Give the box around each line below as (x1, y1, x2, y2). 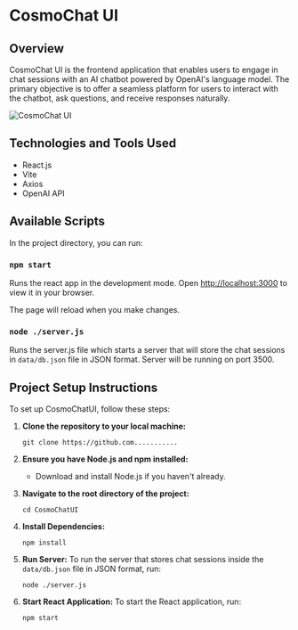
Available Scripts (9, 214, 105, 229)
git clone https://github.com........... (21, 438, 178, 447)
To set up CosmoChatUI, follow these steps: (9, 404, 171, 414)
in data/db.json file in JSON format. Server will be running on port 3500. (9, 354, 275, 365)
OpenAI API (21, 188, 65, 199)
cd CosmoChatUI (21, 505, 79, 515)
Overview (9, 41, 65, 56)
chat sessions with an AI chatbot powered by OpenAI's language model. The (9, 74, 290, 85)
